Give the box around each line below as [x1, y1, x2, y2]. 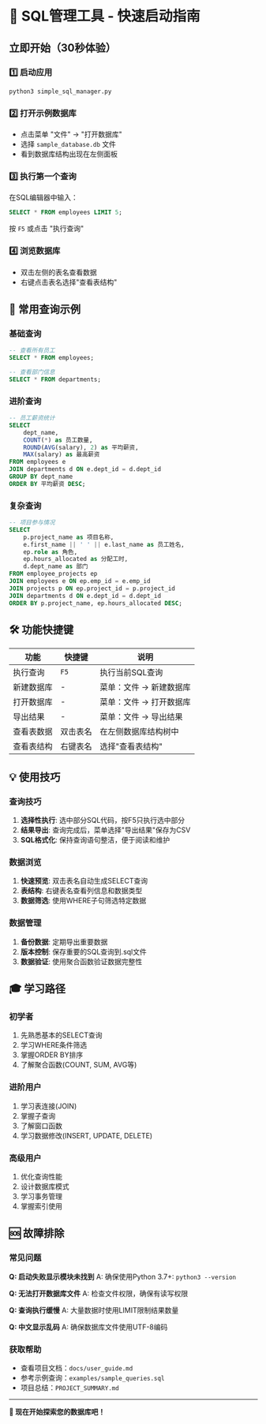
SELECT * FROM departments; [9, 376, 102, 383]
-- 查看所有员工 [9, 346, 55, 355]
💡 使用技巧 [9, 770, 61, 783]
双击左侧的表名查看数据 [20, 267, 97, 277]
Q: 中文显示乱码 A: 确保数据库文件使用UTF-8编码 [9, 1322, 168, 1332]
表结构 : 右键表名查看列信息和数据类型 [20, 886, 143, 895]
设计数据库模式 [20, 1181, 69, 1191]
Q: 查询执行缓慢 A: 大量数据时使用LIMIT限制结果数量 [9, 1305, 179, 1314]
